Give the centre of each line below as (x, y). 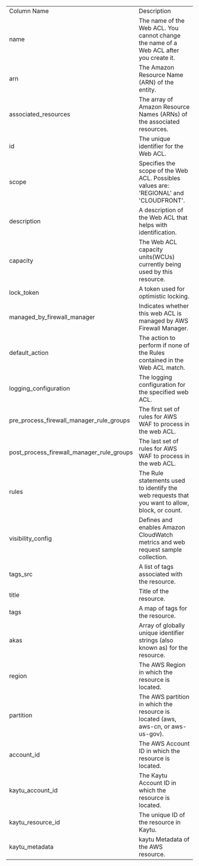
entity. (147, 90)
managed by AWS (163, 321)
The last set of (159, 441)
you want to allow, (164, 503)
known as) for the (163, 648)
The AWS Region (162, 665)
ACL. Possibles (160, 178)
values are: (154, 185)
